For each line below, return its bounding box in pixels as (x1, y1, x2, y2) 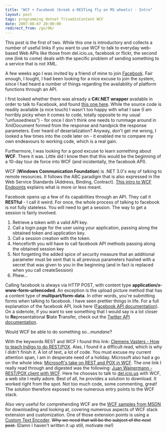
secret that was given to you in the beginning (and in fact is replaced (12, 262, 154, 268)
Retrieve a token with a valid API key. (12, 219, 88, 225)
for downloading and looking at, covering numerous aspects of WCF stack (5, 407, 158, 413)
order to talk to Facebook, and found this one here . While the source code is (5, 101, 162, 107)
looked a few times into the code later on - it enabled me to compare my (5, 133, 154, 139)
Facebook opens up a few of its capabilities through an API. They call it (5, 194, 151, 200)
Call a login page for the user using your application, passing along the (12, 225, 158, 231)
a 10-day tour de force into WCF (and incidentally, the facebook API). (5, 159, 147, 165)
